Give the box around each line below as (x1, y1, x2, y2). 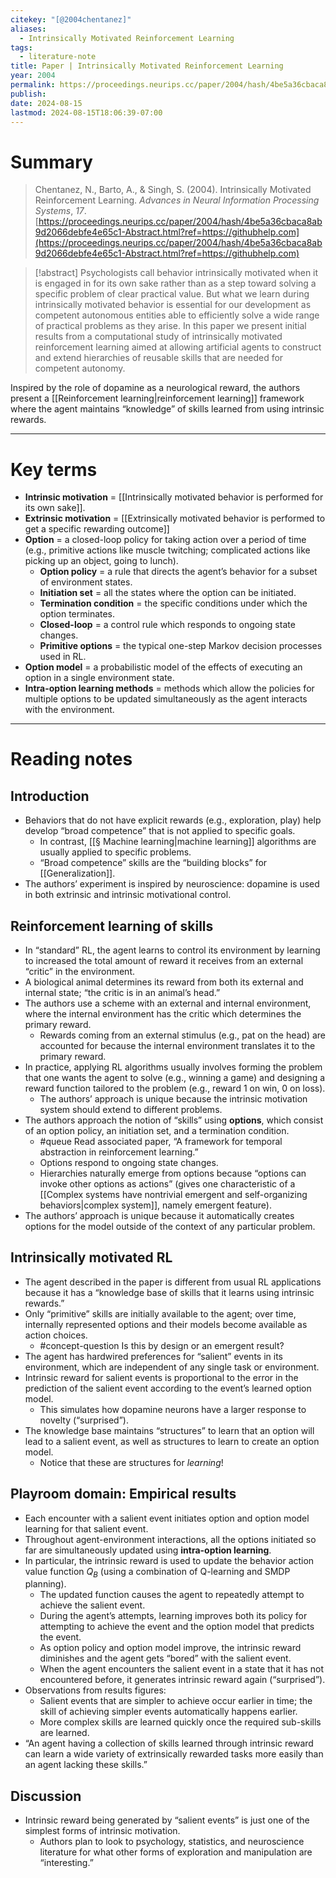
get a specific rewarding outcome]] (24, 523, 170, 535)
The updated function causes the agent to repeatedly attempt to (39, 1589, 305, 1601)
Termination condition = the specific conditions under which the (39, 597, 308, 610)
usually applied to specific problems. (39, 846, 192, 858)
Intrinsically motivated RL (10, 1249, 173, 1266)
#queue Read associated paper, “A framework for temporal (39, 1136, 283, 1148)
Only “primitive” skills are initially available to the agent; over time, (24, 1307, 297, 1320)
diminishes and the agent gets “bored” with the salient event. (39, 1652, 292, 1665)
